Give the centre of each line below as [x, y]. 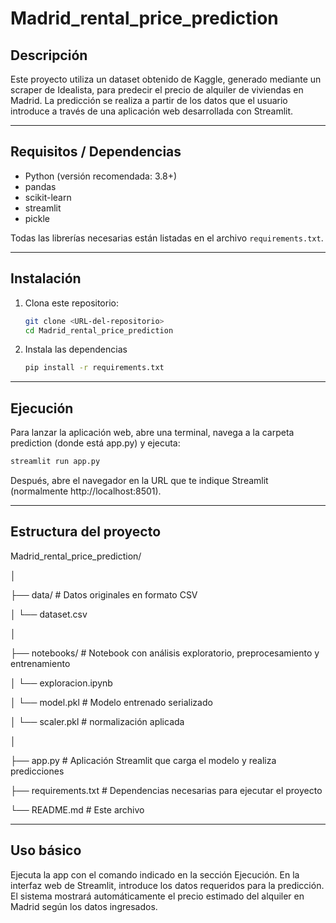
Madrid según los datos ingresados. [84, 906]
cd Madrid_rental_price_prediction [99, 330]
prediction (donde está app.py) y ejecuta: [95, 443]
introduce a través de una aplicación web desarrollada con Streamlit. [152, 111]
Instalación [46, 278]
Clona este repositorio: [71, 303]
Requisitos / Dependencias [96, 152]
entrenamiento [40, 663]
